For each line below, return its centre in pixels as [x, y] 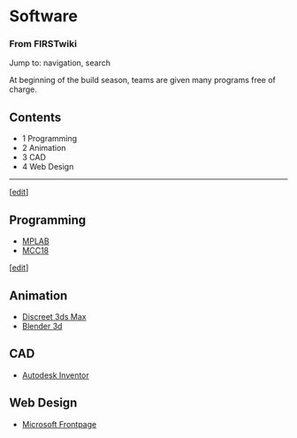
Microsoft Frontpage [59, 424]
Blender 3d [42, 326]
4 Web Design [48, 167]
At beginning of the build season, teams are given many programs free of [143, 80]
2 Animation [44, 148]
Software [43, 16]
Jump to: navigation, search [60, 63]
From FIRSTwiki [43, 44]
